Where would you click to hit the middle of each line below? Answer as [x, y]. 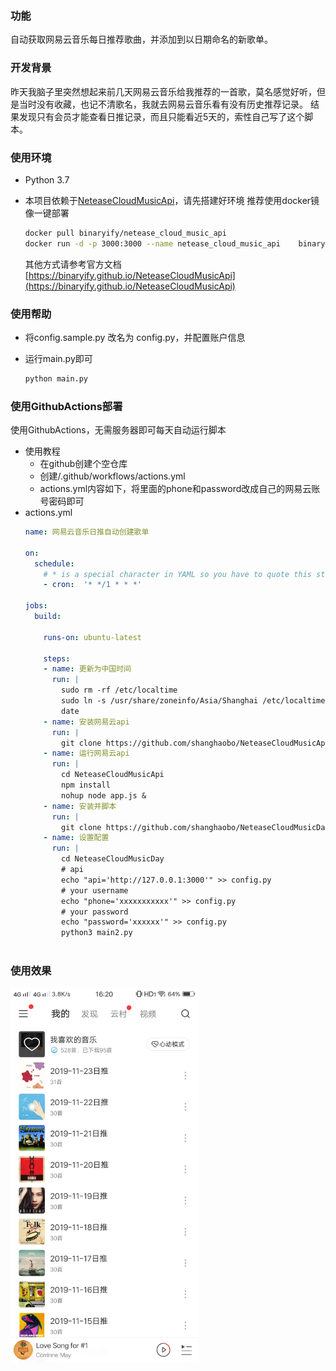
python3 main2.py [97, 933]
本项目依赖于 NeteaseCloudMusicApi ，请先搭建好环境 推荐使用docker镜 [172, 200]
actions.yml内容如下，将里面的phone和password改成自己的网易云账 [180, 489]
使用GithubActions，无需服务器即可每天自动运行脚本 [118, 430]
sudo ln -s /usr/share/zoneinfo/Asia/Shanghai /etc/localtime [193, 701]
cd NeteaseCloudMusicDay [113, 859]
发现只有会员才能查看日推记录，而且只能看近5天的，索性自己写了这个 [161, 116]
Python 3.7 [47, 179]
